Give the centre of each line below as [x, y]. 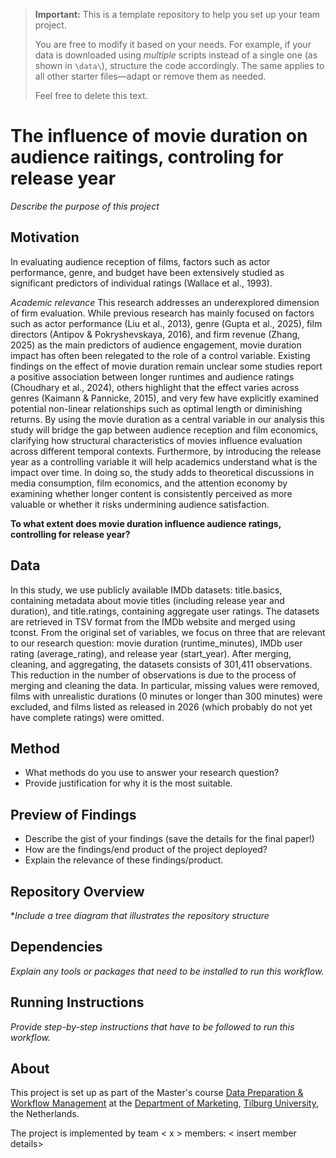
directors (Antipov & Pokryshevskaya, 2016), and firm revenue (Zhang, [155, 334]
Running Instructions [77, 1002]
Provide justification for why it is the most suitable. [128, 783]
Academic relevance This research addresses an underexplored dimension [165, 302]
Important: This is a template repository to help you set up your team [177, 14]
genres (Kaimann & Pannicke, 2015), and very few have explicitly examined [165, 398]
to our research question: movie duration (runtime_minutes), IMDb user [156, 643]
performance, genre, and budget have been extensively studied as [147, 272]
